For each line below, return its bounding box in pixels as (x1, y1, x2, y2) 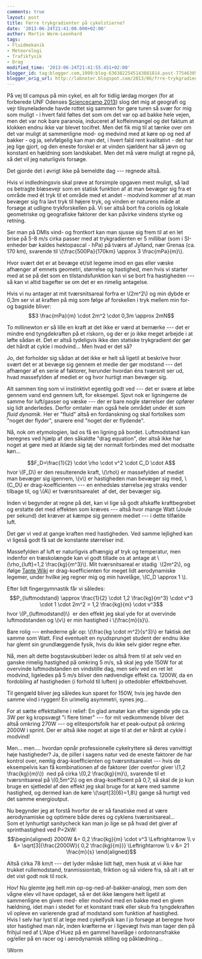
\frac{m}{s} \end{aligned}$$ (66, 848, 137, 855)
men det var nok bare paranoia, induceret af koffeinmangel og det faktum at (7, 117, 194, 125)
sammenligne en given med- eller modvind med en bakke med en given (7, 897, 184, 904)
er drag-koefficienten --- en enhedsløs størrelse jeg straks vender (23, 482, 188, 489)
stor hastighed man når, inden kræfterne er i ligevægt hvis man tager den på (7, 922, 195, 930)
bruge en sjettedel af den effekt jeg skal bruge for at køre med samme (7, 783, 180, 790)
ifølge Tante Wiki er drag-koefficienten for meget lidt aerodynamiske (7, 567, 176, 574)
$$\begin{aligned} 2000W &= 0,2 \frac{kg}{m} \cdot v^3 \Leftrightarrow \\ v (7, 836, 195, 843)
